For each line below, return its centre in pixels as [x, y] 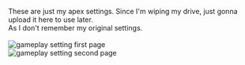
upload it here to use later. [51, 20]
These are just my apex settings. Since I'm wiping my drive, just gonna [123, 11]
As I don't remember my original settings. [75, 28]
